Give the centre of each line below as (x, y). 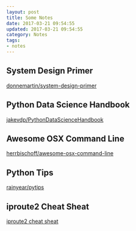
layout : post (23, 12)
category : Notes (27, 35)
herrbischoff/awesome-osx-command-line (60, 153)
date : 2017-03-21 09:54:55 (41, 23)
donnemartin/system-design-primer (52, 86)
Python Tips (30, 173)
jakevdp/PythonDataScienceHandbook (55, 119)
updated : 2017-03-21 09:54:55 (45, 29)
